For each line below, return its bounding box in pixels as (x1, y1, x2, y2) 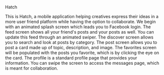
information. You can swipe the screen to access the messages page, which (5, 60, 160, 66)
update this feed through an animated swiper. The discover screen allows (5, 34, 154, 40)
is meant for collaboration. (5, 65, 58, 71)
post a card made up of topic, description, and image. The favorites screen (5, 45, 157, 50)
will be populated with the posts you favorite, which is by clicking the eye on (5, 50, 160, 56)
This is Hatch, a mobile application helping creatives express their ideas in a (5, 14, 159, 19)
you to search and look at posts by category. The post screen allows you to (5, 39, 157, 45)
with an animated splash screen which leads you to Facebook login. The (5, 24, 151, 30)
